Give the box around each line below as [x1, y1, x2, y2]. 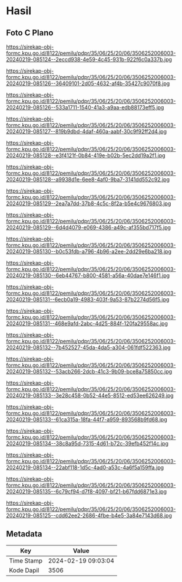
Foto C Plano [6, 28, 54, 38]
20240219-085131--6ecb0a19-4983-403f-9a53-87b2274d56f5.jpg [6, 296, 170, 303]
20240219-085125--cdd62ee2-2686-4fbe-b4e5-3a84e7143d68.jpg [6, 512, 172, 519]
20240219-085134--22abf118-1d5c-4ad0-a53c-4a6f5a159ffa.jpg [6, 464, 164, 471]
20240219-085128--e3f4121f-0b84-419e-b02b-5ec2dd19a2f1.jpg [6, 152, 166, 159]
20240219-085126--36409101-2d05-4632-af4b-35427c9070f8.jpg [6, 80, 170, 87]
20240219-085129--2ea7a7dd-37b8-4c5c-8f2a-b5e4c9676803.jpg [6, 200, 171, 207]
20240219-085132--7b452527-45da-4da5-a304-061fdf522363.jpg [6, 344, 171, 351]
